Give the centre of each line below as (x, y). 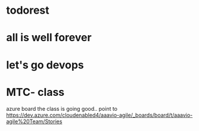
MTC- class (35, 92)
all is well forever (49, 38)
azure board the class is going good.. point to (62, 108)
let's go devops (45, 65)
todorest (28, 10)
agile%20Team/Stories (34, 121)
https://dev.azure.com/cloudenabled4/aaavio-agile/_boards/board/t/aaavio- (99, 115)
